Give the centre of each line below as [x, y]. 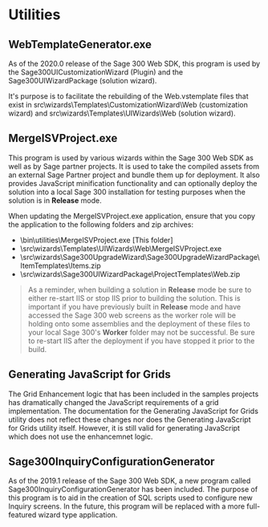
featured [22, 515]
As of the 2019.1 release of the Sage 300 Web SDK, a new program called [130, 481]
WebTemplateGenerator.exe [80, 45]
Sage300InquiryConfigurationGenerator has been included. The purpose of [133, 489]
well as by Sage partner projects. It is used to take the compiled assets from [134, 166]
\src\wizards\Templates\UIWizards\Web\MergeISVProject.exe [121, 248]
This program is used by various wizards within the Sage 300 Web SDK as [131, 157]
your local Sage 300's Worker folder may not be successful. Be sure [141, 332]
